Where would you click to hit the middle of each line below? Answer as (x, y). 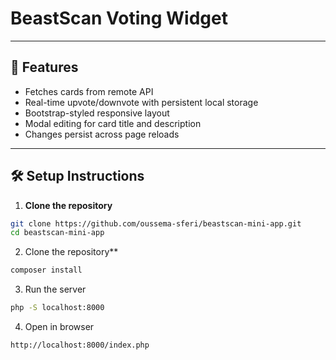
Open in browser (59, 327)
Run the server (55, 289)
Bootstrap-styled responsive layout (97, 113)
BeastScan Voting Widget (119, 18)
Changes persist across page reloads (102, 134)
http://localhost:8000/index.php (80, 345)
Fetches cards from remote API (89, 91)
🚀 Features (44, 67)
